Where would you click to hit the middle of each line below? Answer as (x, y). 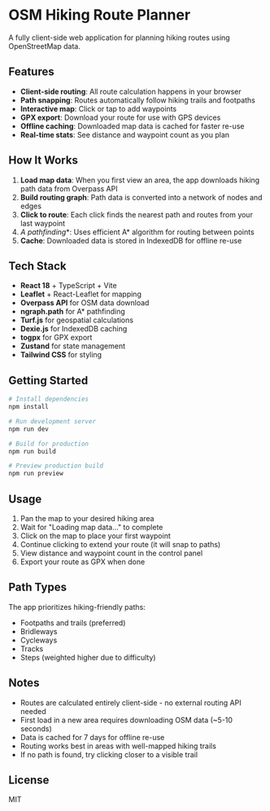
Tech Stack (37, 266)
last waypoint (43, 223)
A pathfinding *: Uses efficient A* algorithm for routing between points (137, 232)
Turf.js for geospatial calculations (77, 320)
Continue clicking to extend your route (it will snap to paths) (120, 544)
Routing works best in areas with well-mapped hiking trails (118, 746)
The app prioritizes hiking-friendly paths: (77, 607)
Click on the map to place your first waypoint (95, 536)
